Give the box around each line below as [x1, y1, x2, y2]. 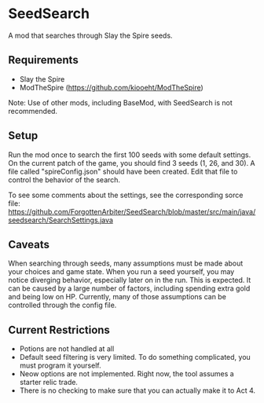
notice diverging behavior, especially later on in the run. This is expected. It [8, 276, 251, 285]
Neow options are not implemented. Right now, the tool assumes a [19, 369, 234, 379]
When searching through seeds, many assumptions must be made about [8, 258, 244, 268]
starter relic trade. [19, 378, 79, 387]
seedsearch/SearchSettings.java [8, 215, 114, 225]
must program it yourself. [19, 361, 101, 370]
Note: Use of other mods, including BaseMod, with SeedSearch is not [8, 97, 233, 107]
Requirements [8, 53, 79, 67]
